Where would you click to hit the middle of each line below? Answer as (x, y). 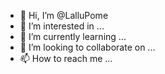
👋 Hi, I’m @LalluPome (64, 15)
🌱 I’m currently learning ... (73, 36)
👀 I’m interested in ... (62, 26)
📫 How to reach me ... (66, 58)
